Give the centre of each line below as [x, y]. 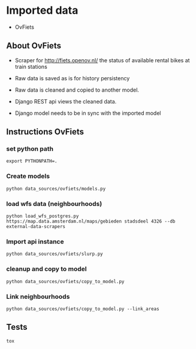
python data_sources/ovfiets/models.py [56, 189]
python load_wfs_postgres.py [43, 216]
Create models [28, 176]
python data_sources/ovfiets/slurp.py [55, 254]
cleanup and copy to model [46, 269]
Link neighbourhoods [38, 296]
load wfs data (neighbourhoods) [54, 204]
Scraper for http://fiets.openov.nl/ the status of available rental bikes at [102, 60]
